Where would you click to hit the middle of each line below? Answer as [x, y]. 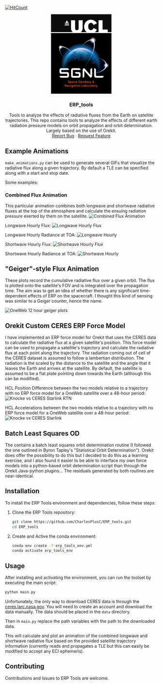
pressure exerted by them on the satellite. [46, 216]
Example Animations [37, 151]
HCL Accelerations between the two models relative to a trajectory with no [79, 408]
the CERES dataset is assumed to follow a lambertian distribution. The [74, 358]
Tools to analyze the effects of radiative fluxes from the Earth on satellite [81, 115]
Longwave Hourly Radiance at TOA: [40, 235]
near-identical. [20, 476]
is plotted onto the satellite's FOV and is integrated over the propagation [77, 286]
